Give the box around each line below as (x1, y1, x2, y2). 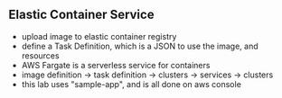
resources (21, 49, 60, 61)
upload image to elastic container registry (21, 31, 177, 41)
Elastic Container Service (8, 7, 155, 22)
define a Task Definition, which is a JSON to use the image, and (21, 40, 258, 51)
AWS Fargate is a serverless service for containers (21, 59, 211, 70)
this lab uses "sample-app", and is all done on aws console (21, 78, 241, 89)
